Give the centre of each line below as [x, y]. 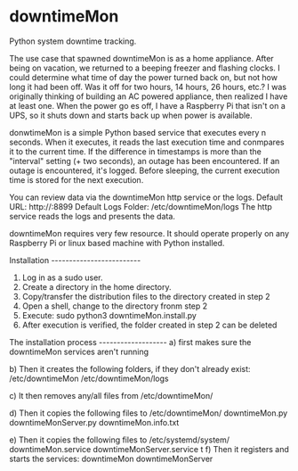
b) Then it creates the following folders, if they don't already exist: [130, 368]
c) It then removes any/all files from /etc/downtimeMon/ [111, 395]
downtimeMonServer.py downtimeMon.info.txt [94, 422]
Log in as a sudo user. [63, 277]
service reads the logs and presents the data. [93, 216]
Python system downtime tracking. [73, 41]
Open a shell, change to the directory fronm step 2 [115, 306]
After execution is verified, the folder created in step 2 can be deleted [149, 325]
